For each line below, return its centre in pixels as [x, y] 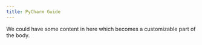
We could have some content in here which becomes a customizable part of [101, 29]
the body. [18, 35]
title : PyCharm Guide [34, 12]
